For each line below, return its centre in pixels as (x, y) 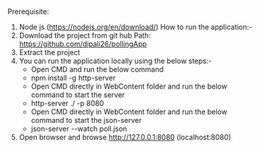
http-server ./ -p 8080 (67, 103)
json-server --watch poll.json (79, 128)
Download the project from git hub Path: (85, 36)
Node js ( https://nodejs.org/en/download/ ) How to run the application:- (136, 27)
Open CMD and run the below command (97, 69)
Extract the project (49, 52)
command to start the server (78, 95)
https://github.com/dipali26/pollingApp (83, 44)
